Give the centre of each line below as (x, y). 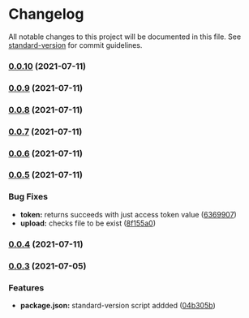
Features (26, 287)
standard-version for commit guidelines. (75, 45)
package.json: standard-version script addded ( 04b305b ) (118, 305)
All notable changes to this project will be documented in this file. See (125, 37)
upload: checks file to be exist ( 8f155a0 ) (88, 223)
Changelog (46, 14)
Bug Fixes (28, 197)
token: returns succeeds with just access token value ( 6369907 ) (128, 214)
